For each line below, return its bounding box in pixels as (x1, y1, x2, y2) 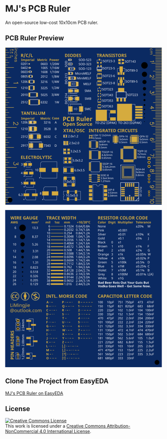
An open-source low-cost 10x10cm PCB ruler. (5, 19, 98, 25)
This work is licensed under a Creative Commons (5, 423, 106, 429)
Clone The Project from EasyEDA (5, 377, 109, 386)
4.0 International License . (39, 429, 91, 435)
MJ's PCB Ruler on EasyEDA (5, 390, 64, 396)
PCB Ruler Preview (5, 34, 64, 42)
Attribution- (106, 423, 131, 429)
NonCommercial (5, 429, 39, 435)
